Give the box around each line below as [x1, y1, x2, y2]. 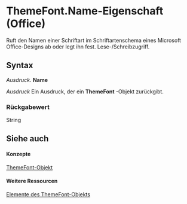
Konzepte [6, 151, 31, 158]
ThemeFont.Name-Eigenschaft [6, 4, 164, 18]
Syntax [6, 60, 33, 71]
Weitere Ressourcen [6, 178, 58, 185]
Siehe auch [6, 133, 49, 144]
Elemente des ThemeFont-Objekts [6, 190, 91, 198]
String [6, 117, 22, 124]
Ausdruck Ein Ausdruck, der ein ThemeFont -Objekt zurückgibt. [6, 88, 164, 95]
